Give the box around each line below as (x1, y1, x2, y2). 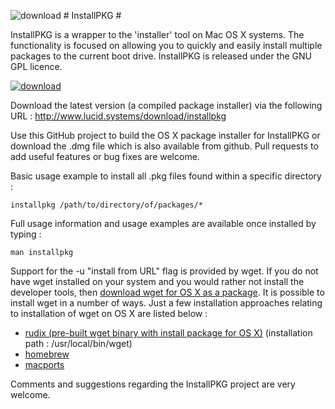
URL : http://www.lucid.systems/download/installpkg (10, 110, 227, 122)
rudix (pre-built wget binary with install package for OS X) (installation (24, 327, 313, 339)
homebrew (24, 348, 70, 360)
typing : (10, 228, 42, 240)
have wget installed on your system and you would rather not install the (10, 276, 305, 287)
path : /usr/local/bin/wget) (24, 338, 133, 349)
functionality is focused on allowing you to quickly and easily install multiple (10, 40, 323, 51)
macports (24, 359, 65, 370)
